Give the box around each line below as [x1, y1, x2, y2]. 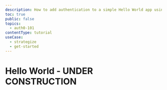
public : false [5, 16, 35, 21]
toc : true [5, 12, 26, 17]
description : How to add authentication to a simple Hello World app [5, 7, 153, 12]
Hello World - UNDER [5, 65, 93, 77]
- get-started [9, 44, 39, 49]
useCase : [5, 35, 23, 40]
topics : [5, 21, 21, 26]
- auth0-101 [9, 26, 35, 31]
